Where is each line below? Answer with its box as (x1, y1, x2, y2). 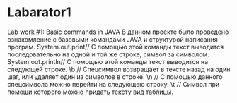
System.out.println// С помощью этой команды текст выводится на (7, 57, 209, 66)
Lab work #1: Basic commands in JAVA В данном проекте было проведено (7, 28, 229, 36)
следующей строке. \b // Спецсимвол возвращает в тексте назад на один (7, 65, 231, 73)
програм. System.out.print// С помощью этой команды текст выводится (7, 42, 224, 51)
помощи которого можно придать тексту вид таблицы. (7, 87, 173, 96)
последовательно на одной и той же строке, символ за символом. (7, 50, 210, 59)
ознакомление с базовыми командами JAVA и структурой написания (7, 35, 218, 43)
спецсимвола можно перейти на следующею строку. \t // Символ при (7, 80, 220, 88)
